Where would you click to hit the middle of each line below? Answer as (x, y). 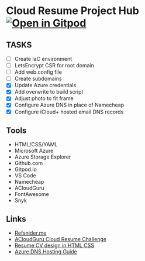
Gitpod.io (25, 169)
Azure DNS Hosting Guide (46, 252)
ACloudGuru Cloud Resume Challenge (61, 239)
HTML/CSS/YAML (36, 145)
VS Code (25, 176)
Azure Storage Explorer (43, 157)
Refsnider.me (30, 233)
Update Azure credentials (45, 85)
